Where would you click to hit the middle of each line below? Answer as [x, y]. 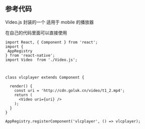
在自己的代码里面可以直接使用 [36, 33]
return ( [23, 95]
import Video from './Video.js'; [42, 60]
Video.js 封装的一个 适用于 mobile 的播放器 [50, 22]
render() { [21, 86]
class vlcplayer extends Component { [45, 77]
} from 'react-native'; [30, 55]
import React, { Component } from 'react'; [52, 42]
